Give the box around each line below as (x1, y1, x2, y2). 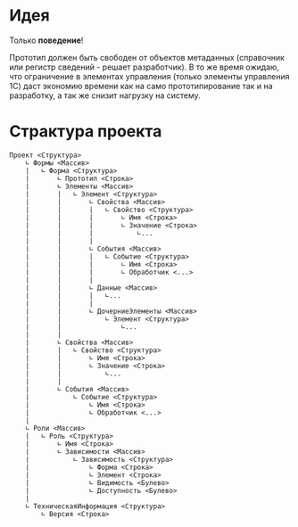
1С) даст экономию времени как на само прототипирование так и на (9, 80, 274, 91)
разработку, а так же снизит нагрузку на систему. (9, 90, 201, 101)
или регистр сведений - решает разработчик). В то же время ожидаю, (9, 62, 279, 72)
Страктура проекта (9, 121, 162, 142)
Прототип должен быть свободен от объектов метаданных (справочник (9, 52, 286, 62)
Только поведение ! (9, 35, 84, 45)
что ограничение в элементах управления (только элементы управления (9, 70, 290, 81)
